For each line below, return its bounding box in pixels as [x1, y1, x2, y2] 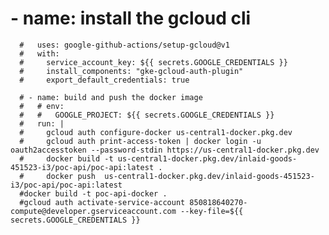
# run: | [19, 118, 65, 129]
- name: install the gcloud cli [10, 7, 252, 30]
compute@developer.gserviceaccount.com [10, 206, 177, 216]
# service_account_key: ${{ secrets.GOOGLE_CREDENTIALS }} [19, 57, 288, 67]
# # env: [19, 101, 65, 111]
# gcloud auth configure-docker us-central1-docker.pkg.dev [19, 127, 293, 137]
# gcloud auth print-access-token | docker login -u [19, 136, 262, 146]
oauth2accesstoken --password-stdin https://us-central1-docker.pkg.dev [10, 145, 320, 155]
